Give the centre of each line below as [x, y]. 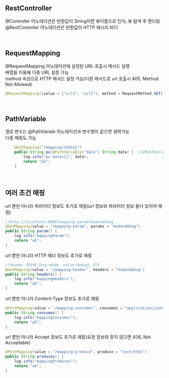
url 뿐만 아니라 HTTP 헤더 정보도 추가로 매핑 [49, 255]
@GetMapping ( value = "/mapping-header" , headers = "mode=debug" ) [75, 270]
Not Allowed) [19, 84]
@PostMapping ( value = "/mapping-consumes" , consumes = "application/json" [85, 308]
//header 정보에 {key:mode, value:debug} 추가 [52, 265]
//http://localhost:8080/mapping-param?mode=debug [59, 222]
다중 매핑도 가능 [21, 138]
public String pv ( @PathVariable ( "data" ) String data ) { [74, 152]
